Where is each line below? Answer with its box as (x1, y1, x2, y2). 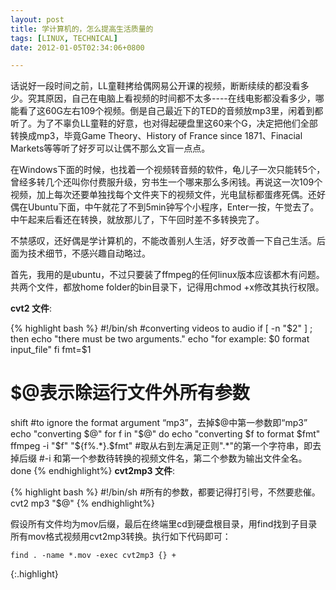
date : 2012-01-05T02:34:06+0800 (10, 42, 145, 53)
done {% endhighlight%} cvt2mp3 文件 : (10, 465, 175, 477)
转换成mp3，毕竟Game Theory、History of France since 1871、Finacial (10, 130, 303, 142)
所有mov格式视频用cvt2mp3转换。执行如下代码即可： (10, 531, 232, 543)
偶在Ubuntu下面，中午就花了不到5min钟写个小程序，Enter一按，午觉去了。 (10, 201, 320, 213)
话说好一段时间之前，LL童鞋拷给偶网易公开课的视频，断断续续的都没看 (10, 80, 301, 92)
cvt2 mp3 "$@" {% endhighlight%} (10, 497, 155, 510)
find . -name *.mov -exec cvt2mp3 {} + (10, 551, 177, 561)
